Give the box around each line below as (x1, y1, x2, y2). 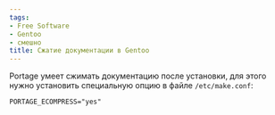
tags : (9, 12, 29, 22)
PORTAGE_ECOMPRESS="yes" (9, 97, 102, 107)
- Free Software (9, 21, 70, 30)
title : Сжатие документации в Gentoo (9, 46, 150, 55)
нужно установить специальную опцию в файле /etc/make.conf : (9, 80, 254, 91)
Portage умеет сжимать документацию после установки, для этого (9, 70, 267, 81)
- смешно (9, 37, 42, 47)
